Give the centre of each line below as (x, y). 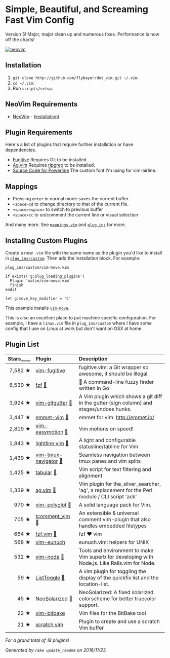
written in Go (94, 388)
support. (89, 605)
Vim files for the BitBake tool (112, 613)
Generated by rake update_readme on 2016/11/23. (56, 650)
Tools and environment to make (116, 550)
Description (93, 358)
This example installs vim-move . (37, 308)
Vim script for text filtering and (115, 469)
